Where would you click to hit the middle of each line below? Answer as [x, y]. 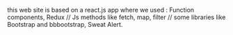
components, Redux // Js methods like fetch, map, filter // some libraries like [116, 17]
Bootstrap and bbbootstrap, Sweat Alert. [65, 24]
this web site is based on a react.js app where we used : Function [101, 10]
